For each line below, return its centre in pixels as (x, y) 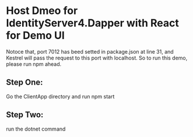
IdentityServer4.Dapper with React (93, 23)
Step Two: (25, 115)
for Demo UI (36, 36)
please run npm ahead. (34, 64)
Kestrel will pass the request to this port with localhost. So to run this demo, (97, 58)
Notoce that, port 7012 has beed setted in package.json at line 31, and (90, 51)
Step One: (24, 82)
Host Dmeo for (42, 11)
